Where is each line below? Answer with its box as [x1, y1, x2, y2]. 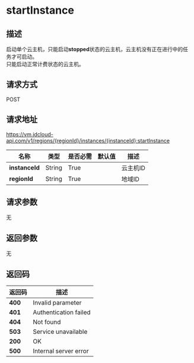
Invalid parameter [33, 299, 82, 307]
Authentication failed [33, 308, 91, 317]
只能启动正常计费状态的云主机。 [6, 61, 84, 67]
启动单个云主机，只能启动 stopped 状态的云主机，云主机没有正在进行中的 [6, 46, 183, 52]
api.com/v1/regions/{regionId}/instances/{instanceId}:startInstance [6, 137, 170, 144]
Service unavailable [33, 328, 88, 336]
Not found [33, 318, 61, 326]
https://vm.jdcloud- [6, 130, 53, 137]
